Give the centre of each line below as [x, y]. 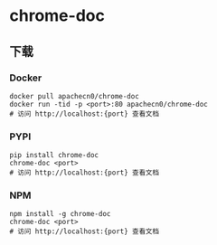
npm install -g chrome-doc [60, 214]
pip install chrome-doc [54, 155]
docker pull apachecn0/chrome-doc [75, 96]
